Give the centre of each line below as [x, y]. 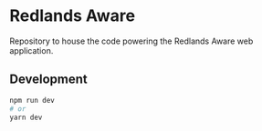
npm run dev [32, 100]
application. [31, 50]
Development [49, 80]
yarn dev [26, 117]
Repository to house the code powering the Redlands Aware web [131, 41]
